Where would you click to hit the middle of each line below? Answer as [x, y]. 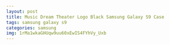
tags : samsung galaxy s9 [36, 22]
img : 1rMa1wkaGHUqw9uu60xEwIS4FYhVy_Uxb [56, 33]
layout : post [22, 11]
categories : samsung [31, 28]
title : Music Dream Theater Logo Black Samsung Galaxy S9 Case [85, 17]
